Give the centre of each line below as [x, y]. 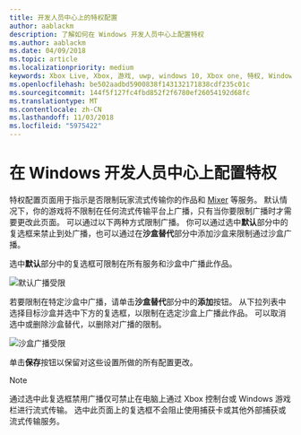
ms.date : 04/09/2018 [48, 51]
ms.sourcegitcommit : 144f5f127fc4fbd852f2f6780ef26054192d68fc [130, 92]
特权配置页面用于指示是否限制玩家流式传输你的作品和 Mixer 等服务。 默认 [145, 199]
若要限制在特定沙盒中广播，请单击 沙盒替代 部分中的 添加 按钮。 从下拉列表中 [148, 301]
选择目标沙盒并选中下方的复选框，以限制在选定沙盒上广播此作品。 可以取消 [148, 313]
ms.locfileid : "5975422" [56, 126]
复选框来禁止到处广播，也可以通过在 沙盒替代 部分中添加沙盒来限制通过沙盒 [146, 233]
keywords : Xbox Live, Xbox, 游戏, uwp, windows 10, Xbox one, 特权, [137, 76]
